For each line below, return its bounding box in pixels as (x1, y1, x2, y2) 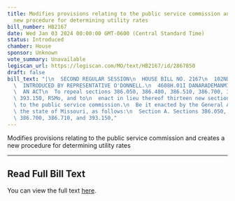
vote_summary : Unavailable (7, 56, 86, 63)
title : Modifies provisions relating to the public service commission (7, 10, 220, 18)
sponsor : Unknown (7, 50, 58, 57)
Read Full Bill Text (7, 168, 86, 180)
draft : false (7, 69, 45, 76)
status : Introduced (7, 36, 64, 43)
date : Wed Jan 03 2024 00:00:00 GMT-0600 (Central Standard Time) (7, 29, 205, 37)
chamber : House (7, 43, 52, 50)
